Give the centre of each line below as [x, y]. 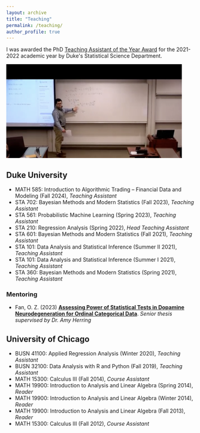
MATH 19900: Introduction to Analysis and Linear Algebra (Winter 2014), [104, 398]
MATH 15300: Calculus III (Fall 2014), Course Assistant [82, 379]
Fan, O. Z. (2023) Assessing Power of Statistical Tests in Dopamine [99, 307]
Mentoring [22, 294]
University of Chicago [48, 339]
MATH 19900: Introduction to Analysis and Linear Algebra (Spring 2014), [104, 386]
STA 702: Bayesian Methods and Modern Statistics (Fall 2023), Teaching [104, 202]
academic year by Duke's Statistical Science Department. [92, 56]
